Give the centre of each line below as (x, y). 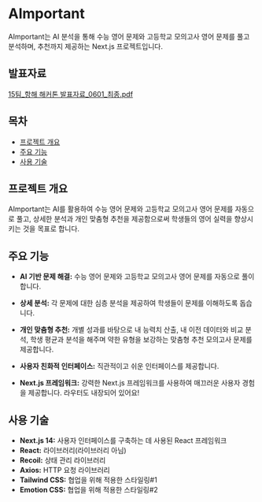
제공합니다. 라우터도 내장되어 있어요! (84, 393)
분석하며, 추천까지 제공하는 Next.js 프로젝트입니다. (86, 46)
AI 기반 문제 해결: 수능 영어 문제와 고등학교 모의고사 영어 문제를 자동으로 (129, 277)
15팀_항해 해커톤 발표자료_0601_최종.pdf (71, 94)
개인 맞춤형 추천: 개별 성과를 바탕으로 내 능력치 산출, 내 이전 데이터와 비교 (131, 330)
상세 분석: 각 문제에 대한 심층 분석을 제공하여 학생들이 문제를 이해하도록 (129, 303)
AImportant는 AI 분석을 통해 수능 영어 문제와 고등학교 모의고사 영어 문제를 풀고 (129, 36)
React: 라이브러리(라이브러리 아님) (73, 450)
